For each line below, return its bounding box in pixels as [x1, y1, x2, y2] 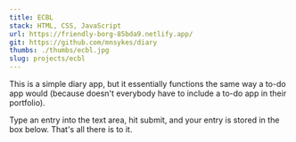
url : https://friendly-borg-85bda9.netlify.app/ [9, 29, 193, 38]
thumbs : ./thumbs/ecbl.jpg [9, 46, 110, 55]
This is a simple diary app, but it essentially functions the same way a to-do [9, 79, 287, 89]
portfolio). [9, 98, 46, 107]
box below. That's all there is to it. [9, 124, 133, 134]
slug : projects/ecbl [9, 54, 86, 63]
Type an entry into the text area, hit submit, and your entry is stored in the [9, 114, 280, 125]
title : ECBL [9, 12, 53, 22]
